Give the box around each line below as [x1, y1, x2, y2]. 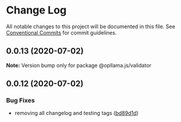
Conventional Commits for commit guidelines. [6, 29, 117, 36]
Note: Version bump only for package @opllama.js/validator [6, 62, 152, 69]
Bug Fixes [6, 96, 35, 104]
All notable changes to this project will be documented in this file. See [6, 23, 176, 30]
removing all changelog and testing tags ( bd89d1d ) [14, 110, 139, 117]
